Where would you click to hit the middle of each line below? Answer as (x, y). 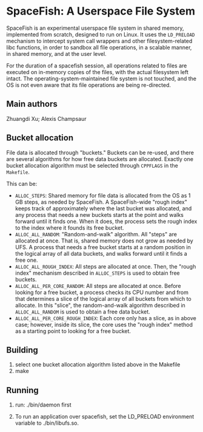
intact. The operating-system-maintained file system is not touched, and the (101, 78)
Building (22, 350)
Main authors (32, 104)
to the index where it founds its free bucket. (69, 228)
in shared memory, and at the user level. (57, 53)
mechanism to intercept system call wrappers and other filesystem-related (99, 41)
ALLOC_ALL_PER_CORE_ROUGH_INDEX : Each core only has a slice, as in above (106, 318)
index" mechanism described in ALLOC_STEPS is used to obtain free (97, 273)
